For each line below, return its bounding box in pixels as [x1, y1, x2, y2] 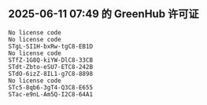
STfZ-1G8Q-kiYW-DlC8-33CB [8, 56, 93, 64]
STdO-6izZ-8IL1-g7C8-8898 [8, 70, 93, 78]
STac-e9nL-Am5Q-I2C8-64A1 [8, 90, 93, 98]
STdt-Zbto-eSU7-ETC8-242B [8, 63, 93, 71]
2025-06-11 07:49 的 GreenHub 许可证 [8, 7, 199, 21]
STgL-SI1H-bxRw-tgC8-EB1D [8, 42, 93, 50]
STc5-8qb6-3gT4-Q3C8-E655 [8, 83, 93, 92]
